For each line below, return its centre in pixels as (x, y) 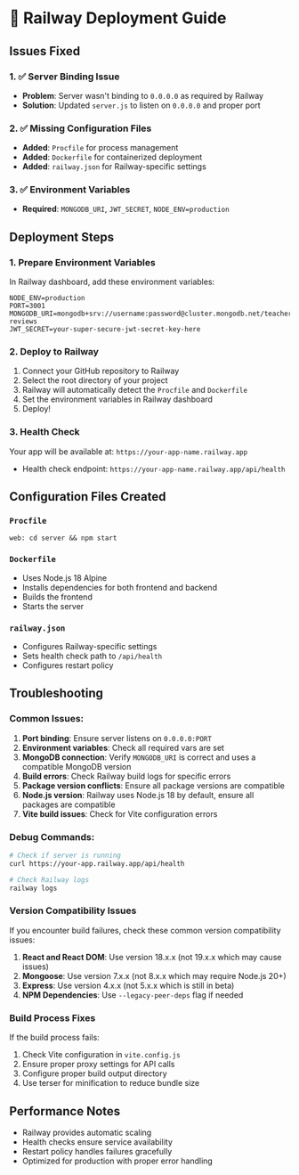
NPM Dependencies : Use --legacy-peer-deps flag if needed (133, 995)
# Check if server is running (65, 856)
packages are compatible (69, 804)
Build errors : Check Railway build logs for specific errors (126, 776)
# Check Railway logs (49, 880)
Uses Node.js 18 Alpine (65, 577)
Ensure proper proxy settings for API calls (98, 1065)
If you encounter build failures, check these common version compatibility (145, 930)
